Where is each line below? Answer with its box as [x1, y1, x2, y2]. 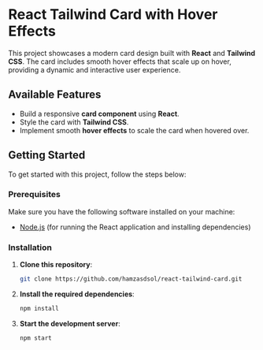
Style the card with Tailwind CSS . [19, 117, 129, 127]
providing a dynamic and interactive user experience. [8, 65, 181, 74]
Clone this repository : [19, 260, 93, 270]
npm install [19, 305, 59, 313]
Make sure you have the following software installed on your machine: [8, 207, 235, 216]
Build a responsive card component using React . [19, 109, 180, 118]
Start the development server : [19, 318, 120, 328]
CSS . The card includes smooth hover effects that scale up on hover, [8, 57, 232, 66]
